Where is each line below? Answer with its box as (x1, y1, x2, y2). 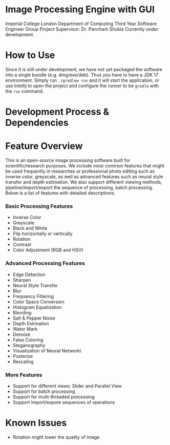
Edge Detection (12, 271, 46, 278)
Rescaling (12, 358, 34, 365)
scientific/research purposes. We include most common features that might (5, 163, 165, 168)
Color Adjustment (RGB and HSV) (12, 247, 83, 253)
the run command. (5, 88, 45, 94)
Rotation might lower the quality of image (12, 434, 100, 440)
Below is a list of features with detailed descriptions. (5, 190, 116, 196)
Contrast (12, 242, 32, 248)
